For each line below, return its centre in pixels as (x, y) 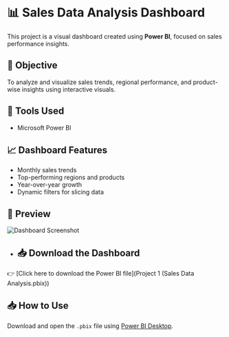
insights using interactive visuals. (68, 89)
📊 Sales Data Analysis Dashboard (106, 13)
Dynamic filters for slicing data (61, 192)
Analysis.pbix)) (28, 283)
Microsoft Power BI (44, 127)
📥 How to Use (38, 306)
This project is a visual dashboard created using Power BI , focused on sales (115, 36)
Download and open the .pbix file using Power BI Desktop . (90, 326)
